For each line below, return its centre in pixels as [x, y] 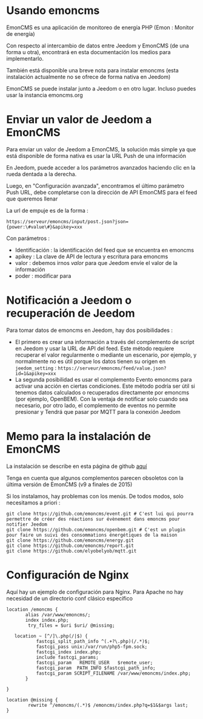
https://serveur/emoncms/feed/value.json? [112, 368]
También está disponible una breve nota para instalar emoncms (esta [92, 70]
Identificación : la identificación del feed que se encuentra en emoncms [105, 250]
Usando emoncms [53, 11]
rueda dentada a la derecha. [42, 174]
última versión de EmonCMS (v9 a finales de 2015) [69, 484]
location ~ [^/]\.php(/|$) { [51, 636]
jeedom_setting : [36, 368]
